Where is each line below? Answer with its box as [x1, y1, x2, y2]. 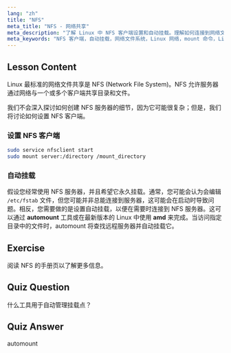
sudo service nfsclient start [7, 147, 94, 154]
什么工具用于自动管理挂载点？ [7, 300, 91, 309]
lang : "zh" [7, 10, 38, 17]
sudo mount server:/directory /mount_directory [7, 153, 146, 160]
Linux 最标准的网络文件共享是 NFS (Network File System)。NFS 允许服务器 [7, 80, 219, 88]
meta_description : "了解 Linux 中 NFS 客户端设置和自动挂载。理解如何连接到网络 [7, 29, 221, 36]
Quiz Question [7, 282, 70, 293]
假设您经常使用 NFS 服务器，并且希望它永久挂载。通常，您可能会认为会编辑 [7, 187, 221, 196]
